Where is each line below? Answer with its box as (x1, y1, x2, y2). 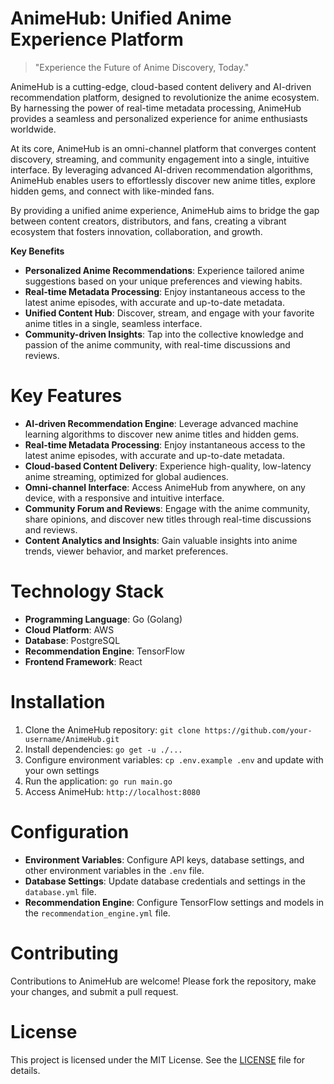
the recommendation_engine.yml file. (24, 907, 171, 919)
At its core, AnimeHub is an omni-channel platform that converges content (10, 142, 317, 154)
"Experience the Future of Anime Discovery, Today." (34, 61, 250, 73)
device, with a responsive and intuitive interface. (24, 492, 225, 504)
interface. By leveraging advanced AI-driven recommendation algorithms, (10, 163, 314, 176)
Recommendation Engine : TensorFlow (24, 645, 185, 657)
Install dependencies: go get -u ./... (24, 743, 183, 755)
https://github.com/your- (204, 725, 313, 736)
